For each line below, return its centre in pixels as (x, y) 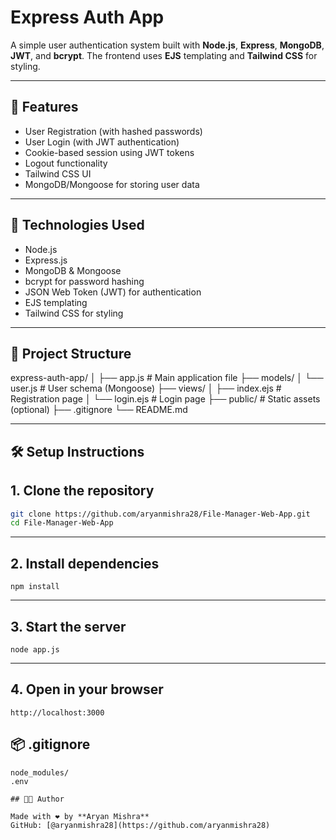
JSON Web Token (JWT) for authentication (113, 292)
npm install (35, 587)
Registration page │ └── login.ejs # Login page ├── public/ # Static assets (165, 399)
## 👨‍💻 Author (37, 799)
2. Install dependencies (85, 563)
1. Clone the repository (82, 491)
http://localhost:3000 (57, 712)
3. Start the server (68, 626)
